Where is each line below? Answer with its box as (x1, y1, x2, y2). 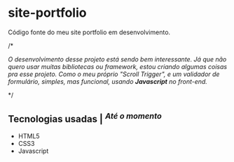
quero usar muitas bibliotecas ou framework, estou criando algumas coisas (8, 62, 227, 71)
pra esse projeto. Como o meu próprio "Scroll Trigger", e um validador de (8, 70, 220, 78)
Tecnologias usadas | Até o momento (8, 111, 162, 125)
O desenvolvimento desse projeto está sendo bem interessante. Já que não (8, 54, 227, 64)
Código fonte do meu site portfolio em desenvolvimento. (8, 28, 171, 36)
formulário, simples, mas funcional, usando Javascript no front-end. (8, 77, 207, 85)
